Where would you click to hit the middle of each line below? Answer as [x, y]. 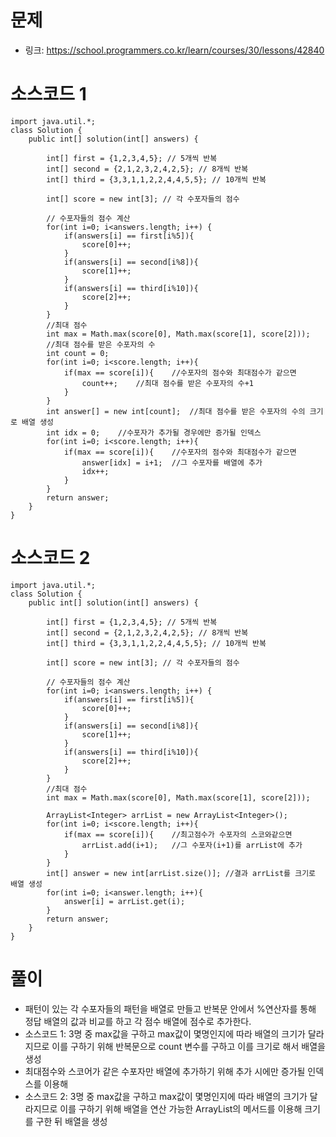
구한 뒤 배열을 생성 [71, 1121]
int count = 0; [78, 353]
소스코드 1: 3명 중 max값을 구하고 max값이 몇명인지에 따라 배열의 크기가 [165, 1033]
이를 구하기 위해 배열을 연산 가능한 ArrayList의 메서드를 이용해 [181, 1108]
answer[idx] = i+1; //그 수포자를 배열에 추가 [172, 462]
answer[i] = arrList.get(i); [124, 901]
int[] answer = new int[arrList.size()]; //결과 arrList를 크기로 [181, 873]
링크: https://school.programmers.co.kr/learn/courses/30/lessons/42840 [174, 50]
